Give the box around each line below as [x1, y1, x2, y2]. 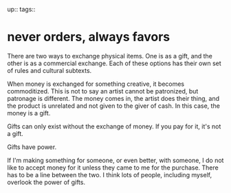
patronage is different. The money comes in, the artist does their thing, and [7, 94, 220, 102]
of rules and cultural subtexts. [7, 66, 92, 74]
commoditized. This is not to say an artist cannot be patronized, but [7, 87, 199, 95]
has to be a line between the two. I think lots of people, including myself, [7, 170, 212, 179]
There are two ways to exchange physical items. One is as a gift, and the [7, 52, 213, 60]
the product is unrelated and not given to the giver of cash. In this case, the [7, 102, 220, 110]
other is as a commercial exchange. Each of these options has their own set [7, 59, 221, 67]
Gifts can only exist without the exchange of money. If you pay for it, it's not [7, 122, 221, 130]
